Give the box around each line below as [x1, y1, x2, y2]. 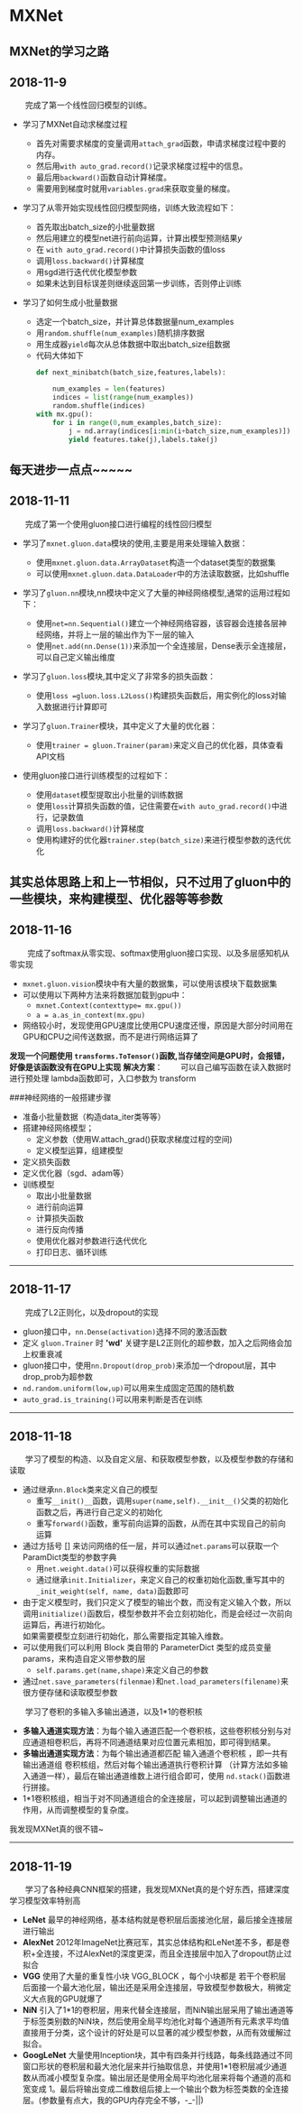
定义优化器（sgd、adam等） [22, 1168, 129, 1178]
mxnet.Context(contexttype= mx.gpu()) [35, 1001, 182, 1011]
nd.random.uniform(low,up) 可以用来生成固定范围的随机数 [22, 1382, 234, 1393]
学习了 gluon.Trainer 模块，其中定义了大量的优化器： [22, 720, 218, 731]
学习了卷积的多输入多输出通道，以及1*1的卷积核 [25, 1706, 203, 1717]
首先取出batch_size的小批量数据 [35, 222, 155, 233]
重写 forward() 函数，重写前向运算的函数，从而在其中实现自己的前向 [35, 1518, 287, 1529]
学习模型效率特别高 [9, 1896, 81, 1906]
